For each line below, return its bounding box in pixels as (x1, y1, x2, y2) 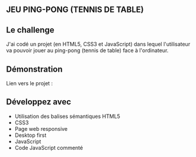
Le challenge (6, 25, 54, 35)
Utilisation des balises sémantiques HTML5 (14, 113, 120, 120)
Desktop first (14, 132, 47, 139)
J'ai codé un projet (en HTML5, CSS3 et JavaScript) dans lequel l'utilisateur (6, 41, 191, 48)
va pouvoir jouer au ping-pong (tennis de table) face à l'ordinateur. (6, 47, 169, 54)
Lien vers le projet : (6, 80, 53, 87)
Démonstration (6, 64, 63, 74)
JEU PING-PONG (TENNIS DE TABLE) (6, 5, 144, 15)
